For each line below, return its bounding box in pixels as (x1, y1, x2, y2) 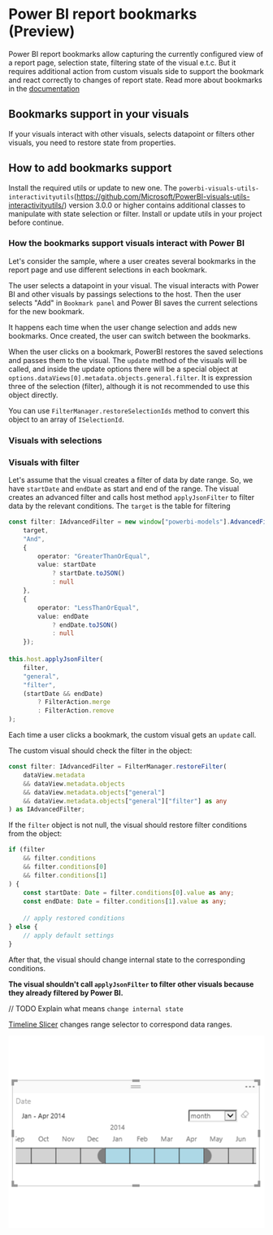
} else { (8, 923, 38, 931)
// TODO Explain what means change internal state (8, 1003, 184, 1014)
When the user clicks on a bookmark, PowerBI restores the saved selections (8, 347, 264, 357)
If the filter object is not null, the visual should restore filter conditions (8, 820, 248, 830)
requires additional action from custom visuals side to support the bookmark (8, 66, 264, 76)
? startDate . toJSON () (51, 569, 126, 578)
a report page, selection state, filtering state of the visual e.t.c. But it (8, 58, 236, 68)
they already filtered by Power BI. (8, 988, 123, 997)
